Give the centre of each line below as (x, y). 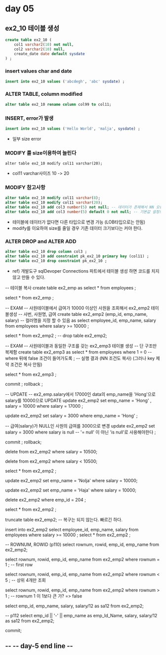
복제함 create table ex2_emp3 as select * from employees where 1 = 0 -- (79, 352)
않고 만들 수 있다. (29, 277)
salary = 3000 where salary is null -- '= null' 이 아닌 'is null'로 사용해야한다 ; (81, 432)
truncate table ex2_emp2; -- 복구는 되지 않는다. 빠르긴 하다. (64, 519)
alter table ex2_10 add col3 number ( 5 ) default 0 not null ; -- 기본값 (78, 212)
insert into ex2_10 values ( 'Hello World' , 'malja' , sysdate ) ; (73, 129)
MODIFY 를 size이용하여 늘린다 (41, 153)
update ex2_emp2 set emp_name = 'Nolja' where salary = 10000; (71, 480)
